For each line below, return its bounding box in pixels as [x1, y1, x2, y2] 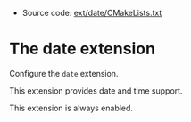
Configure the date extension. [9, 68, 119, 78]
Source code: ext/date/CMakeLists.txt [21, 8, 162, 18]
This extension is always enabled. [9, 102, 134, 113]
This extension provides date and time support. [9, 85, 183, 96]
